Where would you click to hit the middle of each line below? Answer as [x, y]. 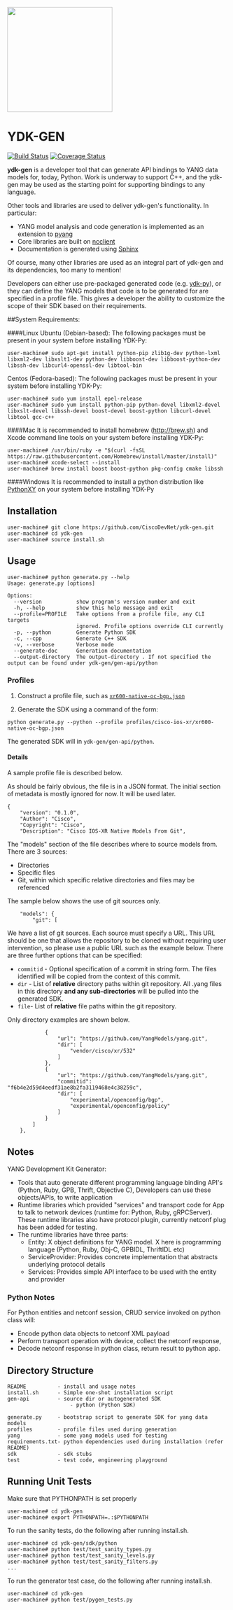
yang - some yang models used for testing [87, 1436]
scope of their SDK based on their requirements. [77, 305]
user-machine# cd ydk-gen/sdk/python [62, 1543]
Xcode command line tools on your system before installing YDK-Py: [106, 437]
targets [19, 620]
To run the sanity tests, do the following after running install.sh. [98, 1530]
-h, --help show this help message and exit [93, 608]
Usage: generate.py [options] [51, 583]
